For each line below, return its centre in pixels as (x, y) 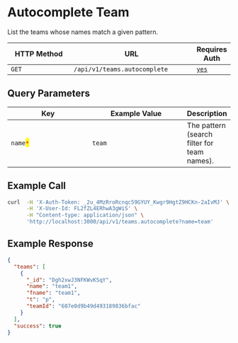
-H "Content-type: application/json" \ (85, 215)
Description (207, 113)
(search (200, 134)
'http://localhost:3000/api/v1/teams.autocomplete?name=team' (120, 222)
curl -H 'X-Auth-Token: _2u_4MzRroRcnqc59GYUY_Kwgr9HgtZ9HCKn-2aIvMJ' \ (119, 202)
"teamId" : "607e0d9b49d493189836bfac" (83, 306)
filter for (200, 143)
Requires (212, 49)
